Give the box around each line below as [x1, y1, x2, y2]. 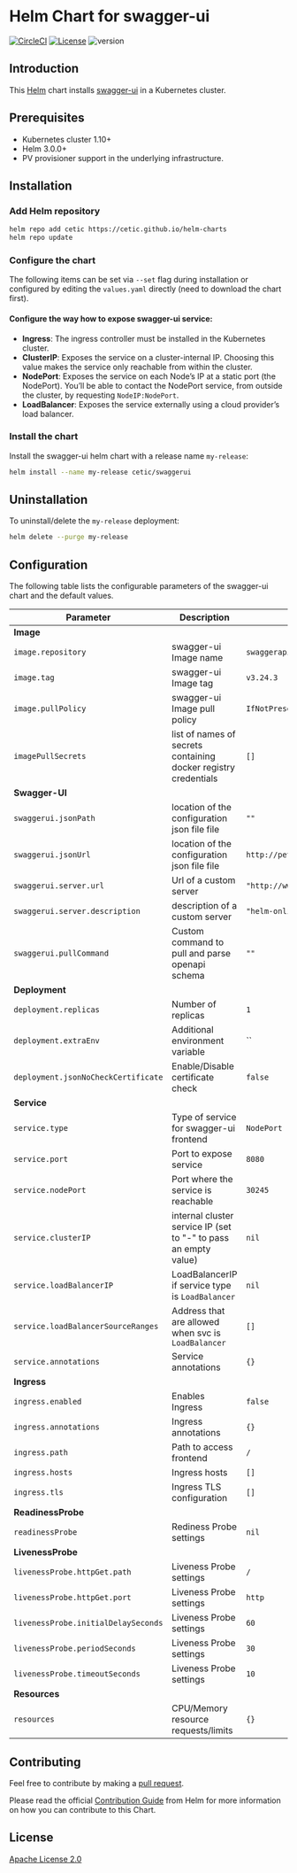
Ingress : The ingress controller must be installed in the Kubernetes [21, 333, 266, 344]
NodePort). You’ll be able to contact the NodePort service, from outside [21, 380, 283, 391]
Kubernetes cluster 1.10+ [21, 134, 112, 144]
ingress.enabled [13, 1397, 82, 1407]
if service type [171, 1280, 232, 1292]
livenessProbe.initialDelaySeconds [13, 1618, 164, 1629]
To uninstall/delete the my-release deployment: [9, 515, 179, 526]
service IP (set [171, 1220, 232, 1233]
